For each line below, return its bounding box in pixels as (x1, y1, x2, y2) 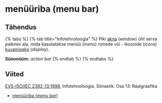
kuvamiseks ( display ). (5, 47, 50, 52)
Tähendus (5, 23, 37, 31)
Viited (5, 70, 24, 78)
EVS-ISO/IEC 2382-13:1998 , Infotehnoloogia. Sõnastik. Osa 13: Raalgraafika (5, 83, 158, 89)
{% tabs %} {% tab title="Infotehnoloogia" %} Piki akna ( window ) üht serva (5, 36, 158, 42)
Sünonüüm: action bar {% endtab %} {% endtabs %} (5, 56, 114, 62)
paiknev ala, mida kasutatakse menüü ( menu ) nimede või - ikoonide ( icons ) (5, 41, 157, 47)
